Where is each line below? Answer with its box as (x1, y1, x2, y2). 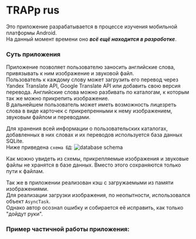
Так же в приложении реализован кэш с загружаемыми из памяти (6, 179, 174, 186)
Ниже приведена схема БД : (6, 144, 73, 151)
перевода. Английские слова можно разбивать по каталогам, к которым (6, 89, 190, 96)
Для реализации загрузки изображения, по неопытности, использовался (6, 192, 191, 199)
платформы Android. (6, 29, 57, 36)
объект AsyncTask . (6, 198, 51, 205)
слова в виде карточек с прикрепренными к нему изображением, (6, 107, 173, 115)
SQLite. (6, 138, 24, 145)
